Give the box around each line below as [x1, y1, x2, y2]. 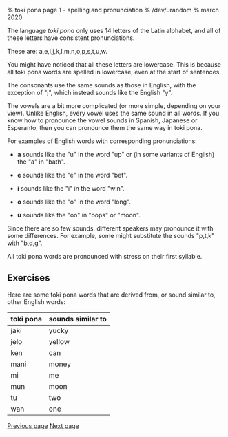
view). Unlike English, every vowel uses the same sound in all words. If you [7, 109, 220, 117]
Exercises [7, 272, 50, 284]
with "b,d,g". [7, 239, 43, 247]
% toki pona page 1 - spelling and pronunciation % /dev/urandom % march [7, 6, 219, 14]
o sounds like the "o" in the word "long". [17, 198, 132, 206]
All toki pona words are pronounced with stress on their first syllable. [7, 253, 203, 260]
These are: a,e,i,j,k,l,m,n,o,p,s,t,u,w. [7, 47, 108, 55]
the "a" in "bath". [17, 158, 65, 166]
